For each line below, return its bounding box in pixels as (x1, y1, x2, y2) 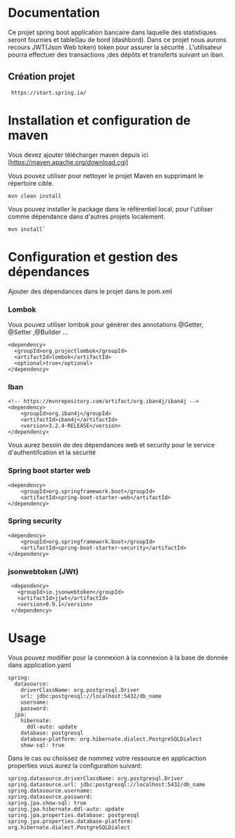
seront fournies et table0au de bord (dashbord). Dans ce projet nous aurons (8, 35, 227, 43)
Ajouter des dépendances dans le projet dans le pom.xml (8, 287, 173, 295)
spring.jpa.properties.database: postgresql (8, 812, 140, 819)
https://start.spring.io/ (10, 89, 87, 96)
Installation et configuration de (8, 112, 191, 128)
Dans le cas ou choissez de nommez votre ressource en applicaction (8, 754, 207, 762)
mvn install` (8, 225, 46, 232)
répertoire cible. (8, 179, 55, 187)
